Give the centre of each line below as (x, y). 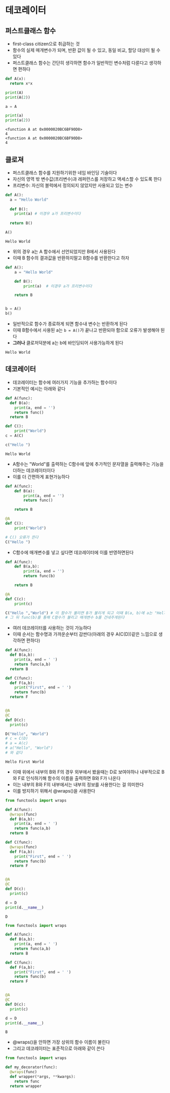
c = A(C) (14, 436)
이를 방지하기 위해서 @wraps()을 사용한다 (54, 790)
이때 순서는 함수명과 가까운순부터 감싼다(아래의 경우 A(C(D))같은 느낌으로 (85, 634)
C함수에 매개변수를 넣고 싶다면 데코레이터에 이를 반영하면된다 (73, 552)
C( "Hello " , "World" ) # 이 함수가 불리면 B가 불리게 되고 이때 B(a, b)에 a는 (79, 613)
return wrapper (26, 1086)
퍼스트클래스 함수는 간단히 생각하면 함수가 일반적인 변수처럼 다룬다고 (80, 63)
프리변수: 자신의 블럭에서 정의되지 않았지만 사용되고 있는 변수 (73, 185)
